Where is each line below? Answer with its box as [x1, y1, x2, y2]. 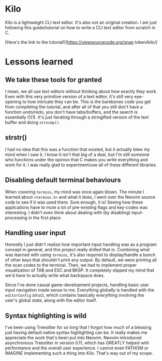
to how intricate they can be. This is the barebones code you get [22, 99, 151, 104]
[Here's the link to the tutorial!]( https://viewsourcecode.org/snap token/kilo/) [5, 39, 158, 45]
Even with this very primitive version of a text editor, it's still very [5, 93, 133, 99]
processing [5, 215, 28, 221]
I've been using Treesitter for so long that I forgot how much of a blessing [5, 325, 151, 330]
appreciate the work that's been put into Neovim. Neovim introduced [5, 335, 142, 341]
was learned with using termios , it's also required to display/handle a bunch [5, 252, 156, 258]
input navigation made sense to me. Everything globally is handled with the [5, 287, 155, 293]
